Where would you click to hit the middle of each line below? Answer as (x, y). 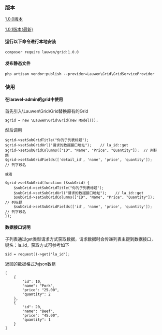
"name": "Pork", (39, 286)
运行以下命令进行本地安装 (30, 41)
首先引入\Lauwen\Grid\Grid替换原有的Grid (47, 111)
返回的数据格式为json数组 (30, 264)
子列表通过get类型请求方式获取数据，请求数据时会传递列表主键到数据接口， (80, 239)
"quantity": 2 (37, 294)
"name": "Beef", (39, 311)
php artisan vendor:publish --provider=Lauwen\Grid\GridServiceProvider (80, 74)
